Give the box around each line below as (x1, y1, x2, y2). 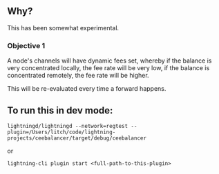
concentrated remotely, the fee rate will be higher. (7, 72, 150, 80)
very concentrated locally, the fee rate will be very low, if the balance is (7, 64, 210, 72)
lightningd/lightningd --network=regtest (7, 122, 128, 129)
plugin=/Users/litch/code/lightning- (7, 129, 116, 135)
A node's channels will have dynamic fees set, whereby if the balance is (7, 56, 212, 65)
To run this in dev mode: (7, 105, 113, 116)
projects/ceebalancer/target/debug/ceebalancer (7, 134, 147, 142)
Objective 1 (7, 41, 46, 50)
